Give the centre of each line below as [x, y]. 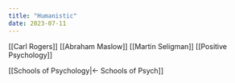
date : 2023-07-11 [37, 23]
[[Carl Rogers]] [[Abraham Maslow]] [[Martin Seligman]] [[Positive [118, 46]
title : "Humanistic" [43, 16]
